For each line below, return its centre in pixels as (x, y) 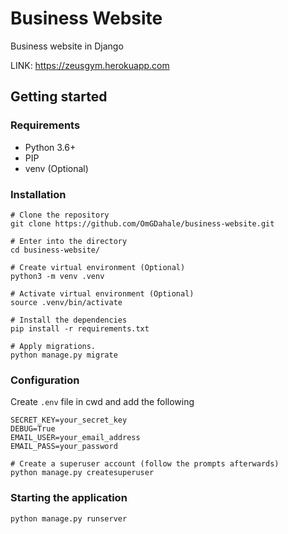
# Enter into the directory (69, 241)
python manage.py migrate (64, 355)
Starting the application (69, 498)
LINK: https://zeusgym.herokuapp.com (90, 65)
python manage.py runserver (69, 518)
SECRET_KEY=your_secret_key (69, 420)
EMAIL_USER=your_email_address (75, 438)
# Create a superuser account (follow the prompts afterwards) (145, 464)
